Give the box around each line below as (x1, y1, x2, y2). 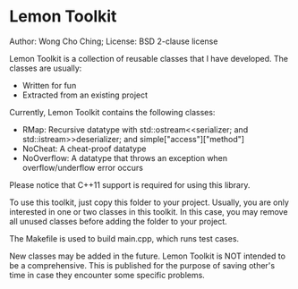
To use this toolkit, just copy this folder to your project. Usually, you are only (9, 197, 289, 208)
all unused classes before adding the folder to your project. (9, 216, 228, 226)
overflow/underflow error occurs (21, 162, 143, 173)
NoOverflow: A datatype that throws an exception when (21, 152, 228, 163)
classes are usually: (9, 63, 82, 73)
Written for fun (21, 80, 77, 90)
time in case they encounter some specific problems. (9, 269, 206, 280)
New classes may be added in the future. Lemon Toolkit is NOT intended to (9, 251, 286, 261)
